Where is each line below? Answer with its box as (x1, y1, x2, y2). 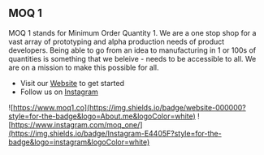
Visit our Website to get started (19, 78, 124, 88)
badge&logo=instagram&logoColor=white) (8, 137, 150, 147)
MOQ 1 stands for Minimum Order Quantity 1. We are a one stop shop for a (8, 28, 257, 37)
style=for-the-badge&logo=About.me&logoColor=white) (8, 111, 197, 121)
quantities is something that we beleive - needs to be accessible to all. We (8, 54, 257, 63)
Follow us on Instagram (19, 87, 99, 97)
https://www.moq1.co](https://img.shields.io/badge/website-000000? (13, 102, 246, 112)
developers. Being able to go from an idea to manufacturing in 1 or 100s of (8, 45, 257, 55)
